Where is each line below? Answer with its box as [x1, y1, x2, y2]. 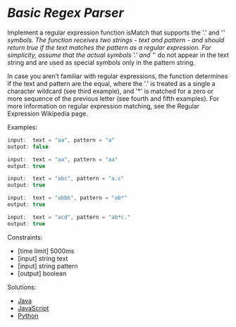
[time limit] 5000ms [17, 247, 75, 255]
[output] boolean [17, 269, 67, 278]
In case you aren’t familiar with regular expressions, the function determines [7, 72, 228, 80]
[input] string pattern [17, 261, 79, 270]
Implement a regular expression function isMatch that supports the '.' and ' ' [7, 28, 225, 37]
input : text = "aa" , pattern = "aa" [7, 156, 118, 163]
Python [17, 311, 39, 320]
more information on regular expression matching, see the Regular [7, 101, 200, 110]
